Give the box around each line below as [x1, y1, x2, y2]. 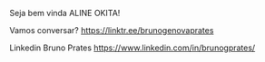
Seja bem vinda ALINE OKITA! [9, 8, 121, 18]
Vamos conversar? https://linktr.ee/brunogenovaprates [9, 25, 214, 35]
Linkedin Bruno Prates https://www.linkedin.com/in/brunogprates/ [9, 42, 256, 53]
